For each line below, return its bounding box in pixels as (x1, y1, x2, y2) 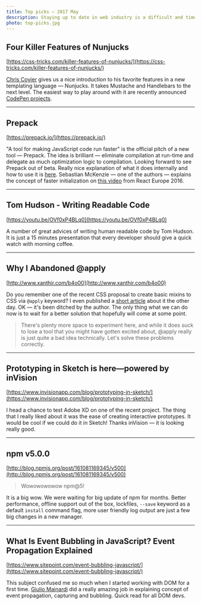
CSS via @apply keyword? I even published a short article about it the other (6, 297, 190, 304)
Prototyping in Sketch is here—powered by (6, 363, 169, 374)
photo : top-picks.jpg (6, 20, 60, 26)
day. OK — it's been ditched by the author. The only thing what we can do (6, 303, 188, 311)
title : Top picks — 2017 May (6, 8, 79, 15)
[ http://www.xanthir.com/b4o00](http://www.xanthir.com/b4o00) (6, 279, 166, 286)
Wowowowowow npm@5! (20, 482, 85, 490)
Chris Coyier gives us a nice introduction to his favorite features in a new (6, 76, 185, 83)
